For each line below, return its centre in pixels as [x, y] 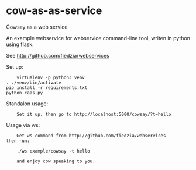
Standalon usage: [27, 104]
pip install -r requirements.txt [47, 88]
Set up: [15, 67]
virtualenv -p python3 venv [51, 77]
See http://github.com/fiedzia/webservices [58, 55]
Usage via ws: [23, 125]
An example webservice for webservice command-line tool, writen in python [98, 38]
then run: [18, 141]
